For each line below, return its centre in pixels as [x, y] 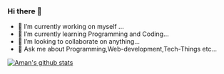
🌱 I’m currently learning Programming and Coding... [93, 34]
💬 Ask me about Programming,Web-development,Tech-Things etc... [117, 49]
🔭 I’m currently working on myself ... [71, 27]
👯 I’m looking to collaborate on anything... [79, 42]
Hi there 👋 [25, 11]
